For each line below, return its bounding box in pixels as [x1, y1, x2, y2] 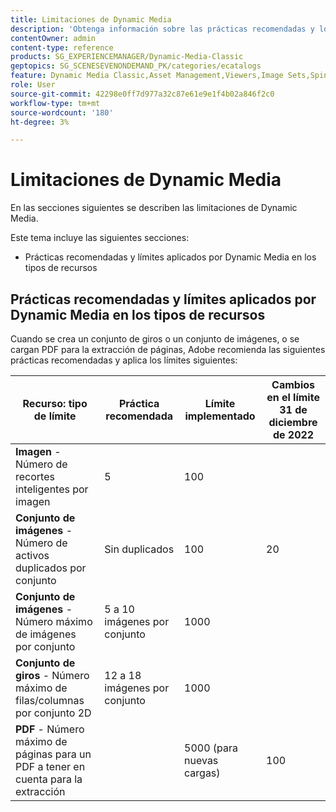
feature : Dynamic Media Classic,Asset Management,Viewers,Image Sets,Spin [10, 71, 329, 81]
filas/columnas [15, 694, 85, 707]
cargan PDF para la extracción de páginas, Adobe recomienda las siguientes [10, 344, 326, 355]
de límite [33, 409, 77, 423]
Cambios [271, 378, 315, 391]
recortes [15, 470, 55, 483]
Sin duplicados [104, 542, 175, 556]
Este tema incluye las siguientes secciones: [10, 232, 190, 244]
